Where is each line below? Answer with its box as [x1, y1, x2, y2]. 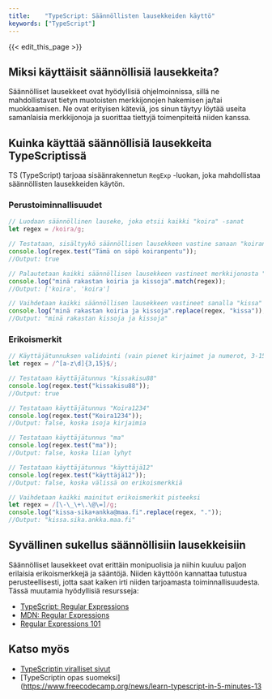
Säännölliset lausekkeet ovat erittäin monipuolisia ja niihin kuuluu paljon [8, 559, 247, 569]
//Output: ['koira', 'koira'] [8, 285, 111, 293]
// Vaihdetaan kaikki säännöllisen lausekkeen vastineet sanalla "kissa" [8, 300, 263, 308]
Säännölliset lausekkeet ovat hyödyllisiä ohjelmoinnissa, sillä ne [8, 87, 220, 97]
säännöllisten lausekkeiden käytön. [8, 179, 125, 189]
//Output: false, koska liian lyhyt [8, 449, 132, 457]
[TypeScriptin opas [19, 672, 84, 682]
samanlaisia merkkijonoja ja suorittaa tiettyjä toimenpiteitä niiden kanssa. [8, 113, 251, 123]
